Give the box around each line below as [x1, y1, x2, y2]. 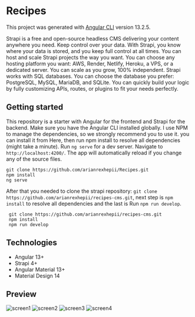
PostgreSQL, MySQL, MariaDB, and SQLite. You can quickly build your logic [6, 78, 190, 86]
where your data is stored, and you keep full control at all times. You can [6, 47, 181, 54]
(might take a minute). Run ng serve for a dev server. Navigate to [6, 143, 163, 150]
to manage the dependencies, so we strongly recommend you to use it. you [6, 130, 190, 137]
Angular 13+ [14, 253, 44, 260]
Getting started [6, 102, 64, 113]
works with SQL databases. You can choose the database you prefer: [6, 72, 174, 80]
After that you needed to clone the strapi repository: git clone [6, 187, 157, 194]
